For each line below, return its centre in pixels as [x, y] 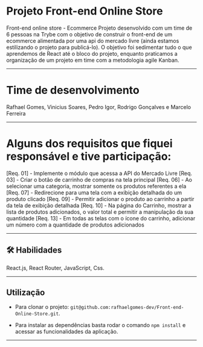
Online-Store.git [37, 314]
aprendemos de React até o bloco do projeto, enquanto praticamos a [92, 53]
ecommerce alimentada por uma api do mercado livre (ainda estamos [93, 41]
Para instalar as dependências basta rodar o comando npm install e [100, 325]
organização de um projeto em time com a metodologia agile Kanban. [93, 60]
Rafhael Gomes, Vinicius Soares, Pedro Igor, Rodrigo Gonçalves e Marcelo [99, 107]
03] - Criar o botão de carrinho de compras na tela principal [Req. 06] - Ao [99, 179]
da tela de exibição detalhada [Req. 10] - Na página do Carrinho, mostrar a [99, 205]
